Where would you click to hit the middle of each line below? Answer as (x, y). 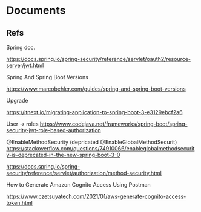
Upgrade (17, 101)
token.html (20, 203)
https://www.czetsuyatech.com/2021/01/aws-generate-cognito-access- (96, 196)
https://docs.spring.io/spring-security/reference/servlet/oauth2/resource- (99, 59)
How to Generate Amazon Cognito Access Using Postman (79, 185)
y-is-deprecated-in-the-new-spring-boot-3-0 (63, 155)
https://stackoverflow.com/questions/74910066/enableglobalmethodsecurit (100, 148)
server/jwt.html (25, 65)
